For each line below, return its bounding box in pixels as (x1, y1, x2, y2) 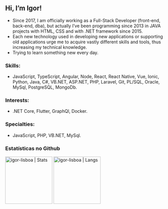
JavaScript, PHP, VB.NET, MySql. (12, 132, 81, 138)
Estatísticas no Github (5, 145, 60, 152)
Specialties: (5, 121, 35, 128)
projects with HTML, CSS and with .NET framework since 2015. (12, 28, 143, 34)
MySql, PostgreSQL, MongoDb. (12, 84, 77, 90)
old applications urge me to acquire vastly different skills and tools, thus (12, 39, 161, 45)
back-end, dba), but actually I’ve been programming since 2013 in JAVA (12, 23, 161, 29)
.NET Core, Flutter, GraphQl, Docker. (12, 108, 88, 114)
